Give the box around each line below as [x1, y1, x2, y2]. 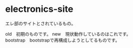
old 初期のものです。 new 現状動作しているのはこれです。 [5, 31, 131, 37]
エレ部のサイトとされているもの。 [5, 20, 76, 26]
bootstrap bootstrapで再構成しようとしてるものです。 [5, 37, 120, 43]
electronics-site [5, 3, 74, 15]
